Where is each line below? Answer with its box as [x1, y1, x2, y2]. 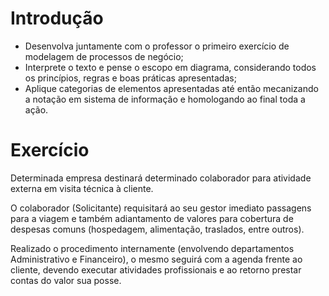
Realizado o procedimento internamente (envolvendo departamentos [10, 242, 295, 254]
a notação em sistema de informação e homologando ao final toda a [24, 93, 306, 105]
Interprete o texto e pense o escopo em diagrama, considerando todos [24, 61, 317, 73]
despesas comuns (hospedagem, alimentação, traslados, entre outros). [10, 223, 305, 235]
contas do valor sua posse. [10, 274, 122, 286]
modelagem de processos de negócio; [24, 50, 184, 62]
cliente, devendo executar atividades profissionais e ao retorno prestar [10, 263, 302, 276]
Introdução [10, 7, 104, 30]
